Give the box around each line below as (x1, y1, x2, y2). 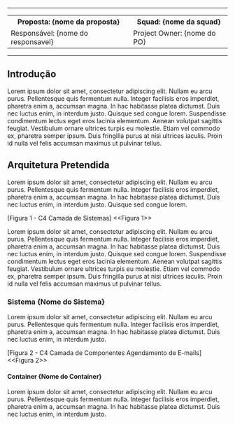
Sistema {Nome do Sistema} (7, 297, 106, 307)
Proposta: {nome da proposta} (17, 17, 120, 27)
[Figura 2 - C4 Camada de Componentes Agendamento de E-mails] (7, 348, 202, 357)
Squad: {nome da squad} (136, 17, 221, 27)
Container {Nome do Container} (7, 372, 102, 380)
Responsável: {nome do (10, 29, 89, 38)
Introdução (7, 68, 57, 81)
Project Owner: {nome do (133, 29, 216, 38)
